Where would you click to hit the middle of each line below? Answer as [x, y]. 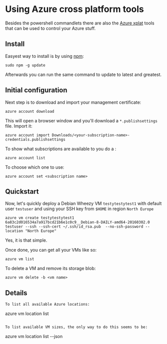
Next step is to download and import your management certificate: [73, 102]
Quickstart [22, 191]
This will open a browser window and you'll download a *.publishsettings [81, 120]
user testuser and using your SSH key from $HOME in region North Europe [80, 209]
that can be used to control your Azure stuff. [50, 28]
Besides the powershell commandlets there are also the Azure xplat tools [80, 23]
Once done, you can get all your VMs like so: [51, 250]
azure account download [30, 111]
